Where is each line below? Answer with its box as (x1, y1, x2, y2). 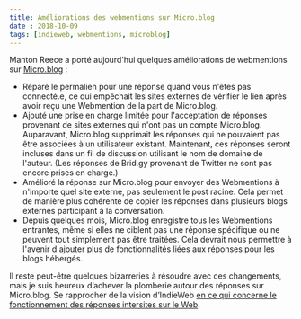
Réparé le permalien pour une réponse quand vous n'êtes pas (22, 82, 252, 93)
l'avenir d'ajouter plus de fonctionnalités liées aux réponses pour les (22, 244, 276, 254)
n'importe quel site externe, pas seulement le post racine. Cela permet (22, 186, 284, 198)
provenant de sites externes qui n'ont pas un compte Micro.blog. (22, 120, 262, 130)
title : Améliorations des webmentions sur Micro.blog (9, 13, 216, 22)
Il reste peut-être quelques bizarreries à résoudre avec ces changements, (9, 270, 282, 281)
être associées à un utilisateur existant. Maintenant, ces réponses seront (22, 138, 291, 149)
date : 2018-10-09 (9, 22, 78, 31)
